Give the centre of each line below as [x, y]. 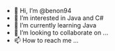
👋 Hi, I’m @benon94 [43, 11]
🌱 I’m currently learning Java [55, 25]
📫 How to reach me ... [46, 40]
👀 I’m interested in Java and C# [59, 18]
